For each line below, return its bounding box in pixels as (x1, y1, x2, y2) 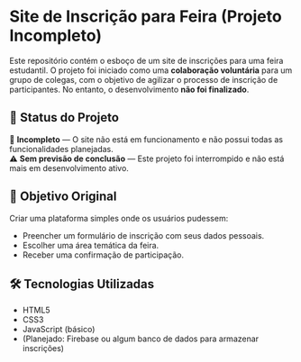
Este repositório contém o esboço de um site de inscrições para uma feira (9, 55, 284, 66)
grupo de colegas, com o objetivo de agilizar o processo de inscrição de (9, 74, 278, 85)
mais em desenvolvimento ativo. (9, 162, 129, 173)
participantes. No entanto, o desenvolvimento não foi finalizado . (9, 84, 250, 95)
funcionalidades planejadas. (9, 143, 114, 154)
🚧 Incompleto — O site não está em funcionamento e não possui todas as (9, 133, 284, 145)
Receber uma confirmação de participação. (22, 249, 185, 260)
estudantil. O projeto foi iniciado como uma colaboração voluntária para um (9, 65, 293, 76)
